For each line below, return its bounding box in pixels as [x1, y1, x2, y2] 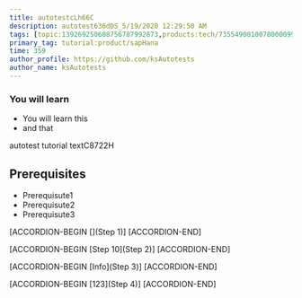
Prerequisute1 [22, 189, 74, 200]
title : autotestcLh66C [9, 13, 94, 22]
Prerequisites [9, 166, 86, 181]
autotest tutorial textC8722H [9, 140, 115, 151]
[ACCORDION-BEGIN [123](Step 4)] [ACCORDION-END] [9, 278, 217, 289]
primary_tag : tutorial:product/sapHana [9, 38, 159, 48]
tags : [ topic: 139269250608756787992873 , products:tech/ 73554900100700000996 [9, 30, 299, 39]
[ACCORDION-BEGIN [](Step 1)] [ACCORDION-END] [9, 226, 202, 237]
